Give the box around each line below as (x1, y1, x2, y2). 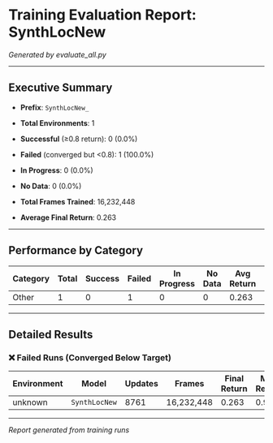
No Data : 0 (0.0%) (19, 181, 82, 191)
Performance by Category (8, 243, 144, 257)
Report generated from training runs (8, 425, 130, 435)
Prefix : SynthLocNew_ (19, 102, 89, 112)
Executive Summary (8, 81, 113, 95)
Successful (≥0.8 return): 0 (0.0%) (19, 134, 138, 144)
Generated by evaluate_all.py (8, 49, 107, 59)
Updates (124, 378, 158, 389)
